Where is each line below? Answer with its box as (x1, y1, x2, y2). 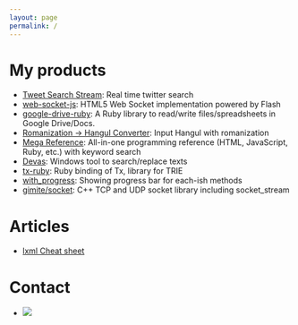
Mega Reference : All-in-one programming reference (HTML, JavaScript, (21, 137, 288, 148)
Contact (9, 277, 71, 297)
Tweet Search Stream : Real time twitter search (21, 90, 194, 100)
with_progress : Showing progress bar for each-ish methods (21, 175, 243, 186)
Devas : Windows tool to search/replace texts (21, 156, 188, 167)
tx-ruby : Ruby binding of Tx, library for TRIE (21, 166, 183, 176)
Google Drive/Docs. (21, 118, 96, 129)
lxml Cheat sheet (21, 245, 85, 256)
